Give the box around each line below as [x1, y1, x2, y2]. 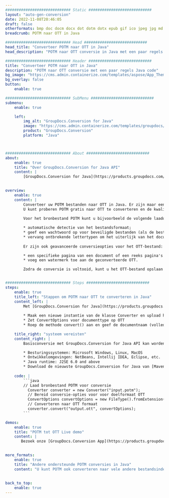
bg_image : [5, 73, 26, 78]
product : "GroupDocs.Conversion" [23, 128, 94, 134]
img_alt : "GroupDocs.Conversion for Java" [23, 119, 114, 124]
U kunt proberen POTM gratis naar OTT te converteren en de [23, 207, 152, 212]
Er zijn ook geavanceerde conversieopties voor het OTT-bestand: [23, 244, 163, 249]
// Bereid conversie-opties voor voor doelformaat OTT [27, 392, 145, 397]
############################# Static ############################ [5, 7, 152, 13]
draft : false [5, 21, 33, 27]
